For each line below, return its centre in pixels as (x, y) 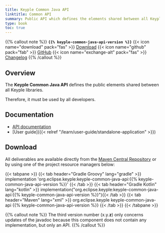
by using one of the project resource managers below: (60, 164)
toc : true (15, 28)
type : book (16, 23)
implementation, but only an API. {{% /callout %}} (55, 225)
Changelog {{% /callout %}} (34, 57)
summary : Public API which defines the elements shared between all (77, 19)
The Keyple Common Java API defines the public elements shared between (82, 84)
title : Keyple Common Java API (37, 10)
